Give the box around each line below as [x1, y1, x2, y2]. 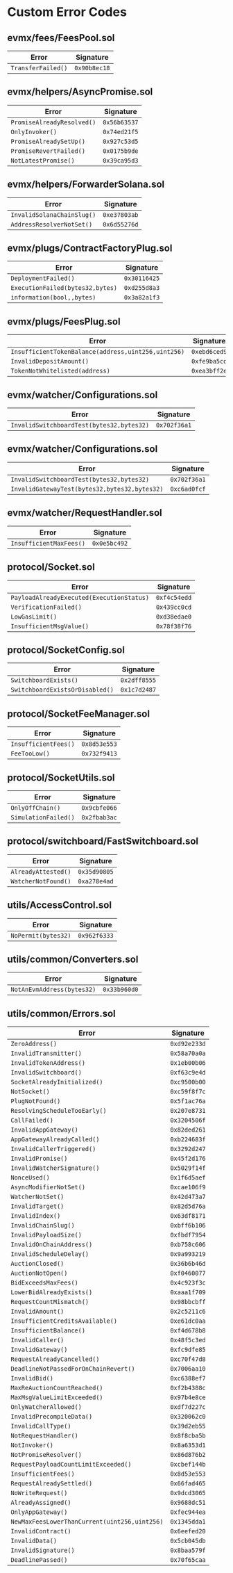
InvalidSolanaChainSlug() [10, 211, 96, 219]
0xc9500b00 [169, 1078, 206, 1086]
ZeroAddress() [10, 1040, 58, 1048]
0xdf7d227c [169, 1403, 206, 1411]
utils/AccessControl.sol [7, 899, 112, 911]
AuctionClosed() [10, 1260, 64, 1268]
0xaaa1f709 [169, 1289, 206, 1296]
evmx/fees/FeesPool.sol [7, 32, 115, 44]
